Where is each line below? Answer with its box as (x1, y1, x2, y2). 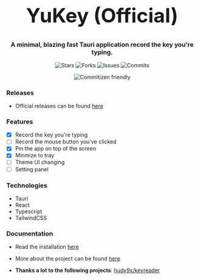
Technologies (6, 181, 47, 190)
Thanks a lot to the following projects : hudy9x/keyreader (15, 267, 160, 274)
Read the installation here (15, 243, 79, 251)
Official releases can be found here (15, 102, 103, 109)
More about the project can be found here (15, 255, 120, 262)
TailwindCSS (15, 214, 47, 221)
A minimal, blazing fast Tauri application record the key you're (10, 40, 194, 49)
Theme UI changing (15, 159, 65, 166)
